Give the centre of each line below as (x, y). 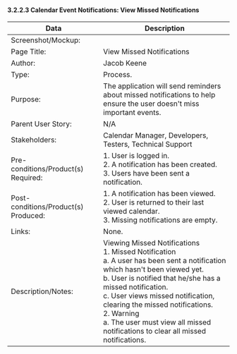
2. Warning (121, 314)
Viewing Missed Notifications (151, 243)
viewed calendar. (132, 212)
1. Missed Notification (140, 252)
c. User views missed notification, (159, 296)
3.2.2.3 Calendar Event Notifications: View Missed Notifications (103, 10)
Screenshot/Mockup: (46, 40)
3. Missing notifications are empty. (160, 220)
